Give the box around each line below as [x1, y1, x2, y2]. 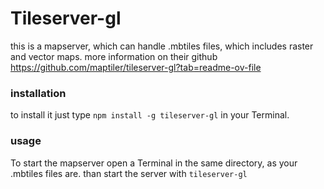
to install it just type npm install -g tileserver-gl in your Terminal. [10, 109, 290, 121]
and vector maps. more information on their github [10, 50, 218, 62]
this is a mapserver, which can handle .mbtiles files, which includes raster [10, 40, 314, 52]
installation [10, 86, 67, 100]
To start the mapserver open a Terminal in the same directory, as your [10, 157, 298, 169]
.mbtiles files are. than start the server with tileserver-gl [10, 167, 248, 179]
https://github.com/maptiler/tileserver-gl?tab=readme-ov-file [10, 61, 262, 73]
